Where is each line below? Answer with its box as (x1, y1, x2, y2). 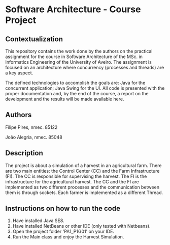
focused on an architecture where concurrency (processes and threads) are (5, 65, 164, 70)
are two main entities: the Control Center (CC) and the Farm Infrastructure (5, 168, 160, 174)
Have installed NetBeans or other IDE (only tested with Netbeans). (12, 223, 151, 229)
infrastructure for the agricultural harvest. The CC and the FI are (5, 178, 140, 184)
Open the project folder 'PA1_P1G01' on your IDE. (12, 228, 114, 235)
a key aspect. (5, 70, 33, 76)
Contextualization (5, 35, 63, 43)
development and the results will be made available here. (5, 96, 124, 102)
